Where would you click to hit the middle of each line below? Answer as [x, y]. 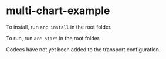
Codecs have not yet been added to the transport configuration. [83, 49]
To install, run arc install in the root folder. [59, 27]
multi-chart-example [58, 11]
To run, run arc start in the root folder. [53, 38]
